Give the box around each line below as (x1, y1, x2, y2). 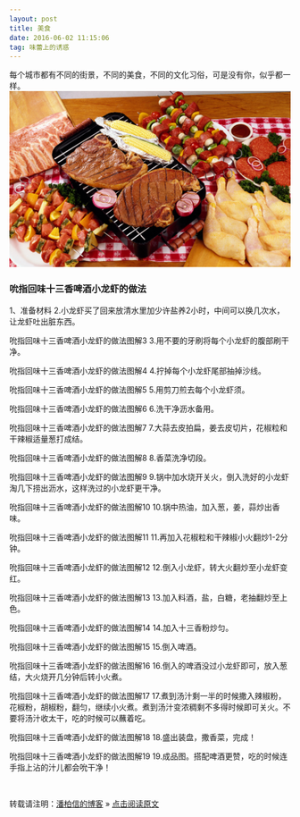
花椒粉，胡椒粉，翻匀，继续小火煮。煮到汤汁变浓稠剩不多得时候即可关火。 (9, 702, 283, 712)
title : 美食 (9, 23, 51, 33)
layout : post (9, 14, 58, 23)
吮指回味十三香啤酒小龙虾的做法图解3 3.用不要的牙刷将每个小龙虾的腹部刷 (9, 335, 281, 346)
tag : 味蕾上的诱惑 (9, 43, 70, 52)
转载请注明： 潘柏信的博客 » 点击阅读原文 (9, 798, 160, 809)
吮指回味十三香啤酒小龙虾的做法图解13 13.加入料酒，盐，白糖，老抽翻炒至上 (9, 592, 288, 602)
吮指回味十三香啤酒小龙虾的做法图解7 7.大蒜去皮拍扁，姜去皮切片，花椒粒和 (9, 422, 288, 433)
